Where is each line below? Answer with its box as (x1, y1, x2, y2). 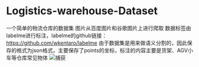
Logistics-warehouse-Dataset (6, 4, 158, 18)
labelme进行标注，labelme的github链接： (6, 31, 108, 39)
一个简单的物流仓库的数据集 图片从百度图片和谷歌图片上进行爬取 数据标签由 (6, 24, 191, 31)
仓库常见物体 (16, 54, 48, 61)
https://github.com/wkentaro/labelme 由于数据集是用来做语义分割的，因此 (6, 39, 187, 46)
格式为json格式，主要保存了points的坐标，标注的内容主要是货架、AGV (16, 46, 188, 54)
